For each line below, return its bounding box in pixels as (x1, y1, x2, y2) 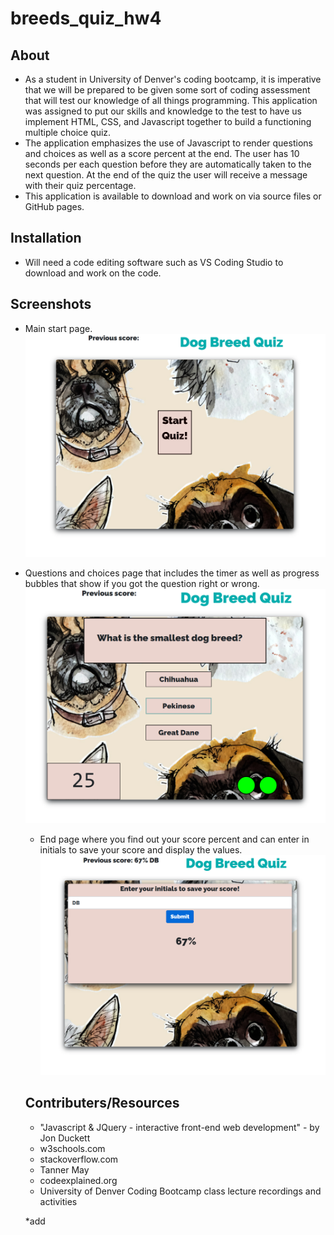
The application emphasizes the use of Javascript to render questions (24, 137, 313, 149)
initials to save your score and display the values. (39, 844, 243, 856)
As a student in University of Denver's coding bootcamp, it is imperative (24, 73, 322, 85)
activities (39, 1195, 78, 1207)
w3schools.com (39, 1142, 106, 1154)
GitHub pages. (24, 201, 85, 212)
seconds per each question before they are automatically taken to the (24, 158, 312, 170)
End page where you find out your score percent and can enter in (39, 833, 310, 846)
